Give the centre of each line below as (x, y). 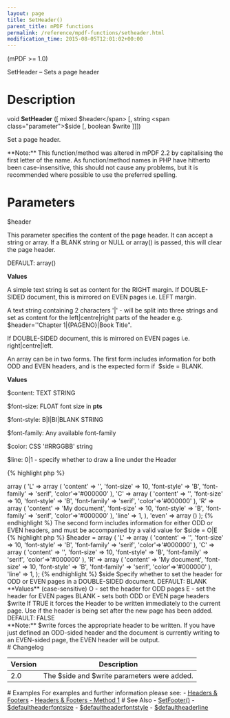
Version (24, 664)
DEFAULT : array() (32, 263)
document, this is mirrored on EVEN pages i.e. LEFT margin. (112, 297)
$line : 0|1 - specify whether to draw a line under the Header (92, 460)
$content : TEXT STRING (41, 393)
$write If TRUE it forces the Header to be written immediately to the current (114, 603)
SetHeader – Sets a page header (53, 72)
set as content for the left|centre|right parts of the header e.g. (95, 318)
